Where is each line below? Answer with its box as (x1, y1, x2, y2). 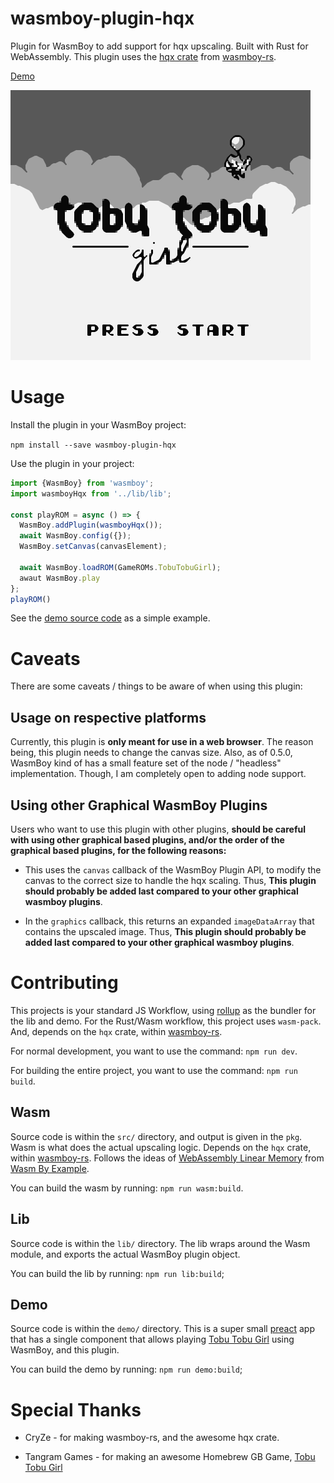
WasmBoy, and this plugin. (10, 1344, 120, 1356)
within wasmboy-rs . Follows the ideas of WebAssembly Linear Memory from (10, 1152, 325, 1164)
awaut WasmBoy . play (19, 573, 101, 583)
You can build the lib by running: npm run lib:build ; (10, 1267, 225, 1279)
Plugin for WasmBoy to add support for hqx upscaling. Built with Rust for (10, 40, 309, 52)
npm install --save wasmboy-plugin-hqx (10, 440, 177, 450)
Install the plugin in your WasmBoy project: (10, 418, 187, 431)
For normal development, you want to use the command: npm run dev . (10, 1045, 298, 1057)
